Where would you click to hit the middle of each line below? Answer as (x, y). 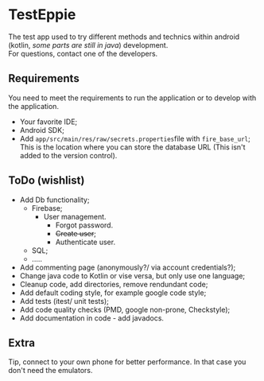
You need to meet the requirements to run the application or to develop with (132, 98)
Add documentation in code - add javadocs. (92, 318)
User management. (75, 216)
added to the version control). (68, 155)
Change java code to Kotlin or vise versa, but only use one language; (132, 275)
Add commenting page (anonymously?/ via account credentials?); (128, 267)
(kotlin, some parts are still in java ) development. (88, 45)
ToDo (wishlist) (47, 181)
